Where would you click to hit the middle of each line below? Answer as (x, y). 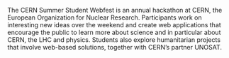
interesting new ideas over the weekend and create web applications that (114, 25)
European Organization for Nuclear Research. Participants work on (105, 17)
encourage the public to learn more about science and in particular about (114, 32)
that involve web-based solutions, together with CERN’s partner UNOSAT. (114, 47)
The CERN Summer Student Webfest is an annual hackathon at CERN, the (115, 10)
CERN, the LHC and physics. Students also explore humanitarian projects (114, 40)
